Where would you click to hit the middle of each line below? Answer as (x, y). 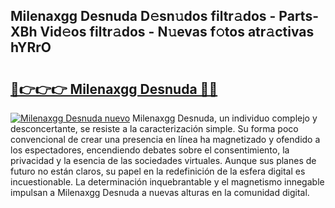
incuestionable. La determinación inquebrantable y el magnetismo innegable (167, 182)
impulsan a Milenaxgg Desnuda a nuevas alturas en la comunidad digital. (160, 192)
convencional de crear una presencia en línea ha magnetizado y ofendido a (165, 139)
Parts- (298, 16)
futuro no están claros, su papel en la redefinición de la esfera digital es (158, 171)
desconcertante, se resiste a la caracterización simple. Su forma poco (154, 128)
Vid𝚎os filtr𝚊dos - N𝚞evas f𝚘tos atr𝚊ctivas (177, 32)
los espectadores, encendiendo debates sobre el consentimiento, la (150, 150)
